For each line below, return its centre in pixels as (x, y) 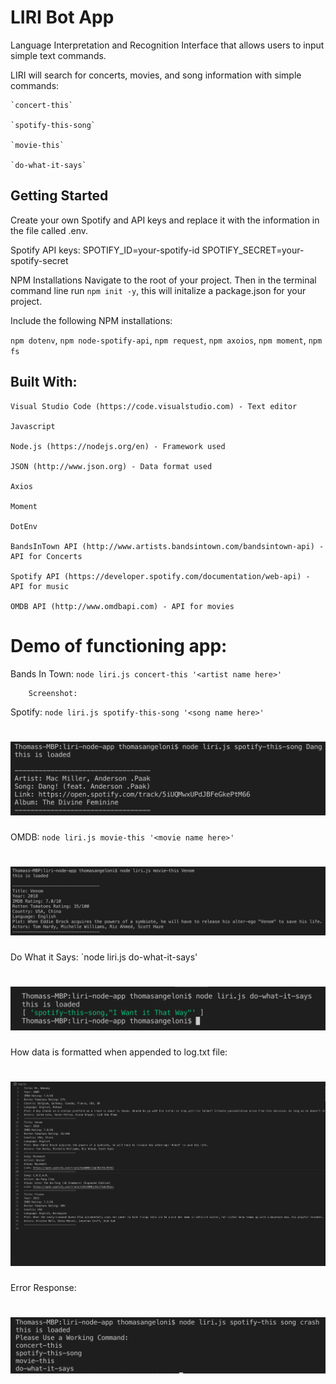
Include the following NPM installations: (91, 320)
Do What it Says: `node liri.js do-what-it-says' (104, 957)
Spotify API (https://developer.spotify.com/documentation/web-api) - (160, 576)
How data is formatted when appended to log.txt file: (119, 1052)
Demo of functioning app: (119, 645)
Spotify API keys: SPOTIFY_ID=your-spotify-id (105, 250)
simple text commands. (58, 55)
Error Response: (43, 1287)
